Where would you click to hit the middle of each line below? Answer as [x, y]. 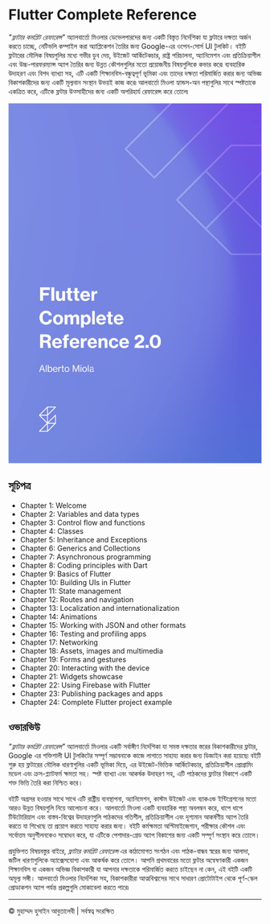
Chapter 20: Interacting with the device [85, 668]
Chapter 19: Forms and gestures [73, 659]
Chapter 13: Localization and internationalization [100, 608]
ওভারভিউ [24, 727]
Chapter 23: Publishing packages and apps [91, 693]
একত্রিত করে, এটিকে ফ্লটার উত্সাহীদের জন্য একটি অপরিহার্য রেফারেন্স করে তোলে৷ [98, 91]
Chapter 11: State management [71, 591]
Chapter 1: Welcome [53, 505]
